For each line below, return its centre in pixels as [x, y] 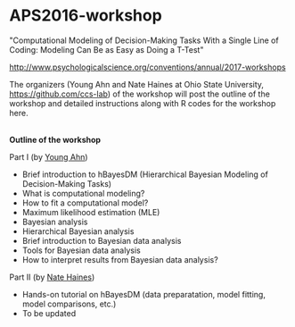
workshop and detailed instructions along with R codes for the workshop [143, 103]
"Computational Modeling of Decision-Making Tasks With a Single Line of [144, 40]
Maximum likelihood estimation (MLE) [91, 212]
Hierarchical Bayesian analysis [78, 231]
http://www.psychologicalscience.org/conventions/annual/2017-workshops [148, 67]
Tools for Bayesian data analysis [81, 250]
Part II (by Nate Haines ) [52, 277]
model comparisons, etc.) [69, 304]
